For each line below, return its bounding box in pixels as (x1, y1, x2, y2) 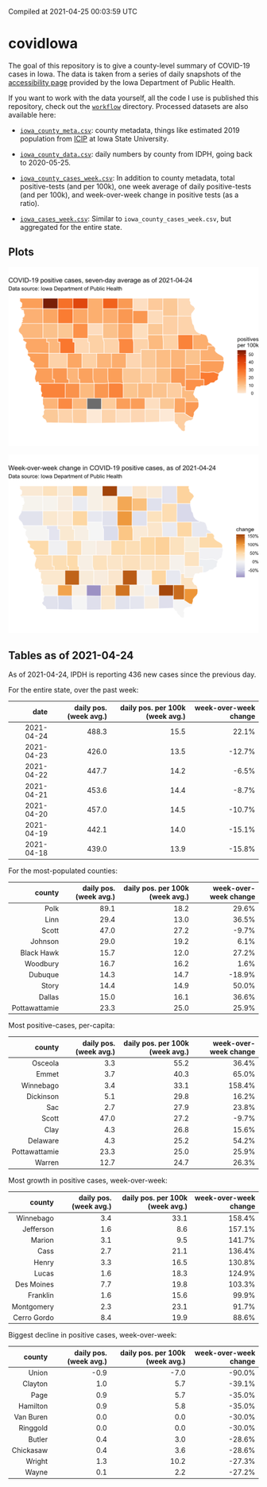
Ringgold (18, 1423, 48, 1433)
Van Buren (14, 1412, 48, 1422)
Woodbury (24, 958, 60, 969)
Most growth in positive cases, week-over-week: (8, 1175, 168, 1185)
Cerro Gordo (13, 1312, 54, 1322)
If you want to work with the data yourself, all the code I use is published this (8, 93, 259, 103)
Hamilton (18, 1401, 48, 1411)
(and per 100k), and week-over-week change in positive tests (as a (19, 190, 239, 200)
